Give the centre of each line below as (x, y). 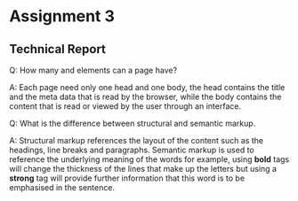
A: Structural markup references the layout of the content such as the (137, 140)
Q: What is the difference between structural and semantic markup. (133, 123)
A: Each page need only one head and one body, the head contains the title (147, 87)
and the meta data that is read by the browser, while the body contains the (145, 97)
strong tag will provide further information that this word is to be (127, 178)
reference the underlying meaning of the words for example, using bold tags (149, 159)
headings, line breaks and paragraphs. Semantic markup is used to (132, 150)
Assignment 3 (62, 16)
